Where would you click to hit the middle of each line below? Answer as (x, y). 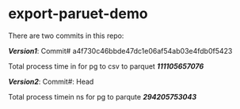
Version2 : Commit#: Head (51, 81)
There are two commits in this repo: (66, 36)
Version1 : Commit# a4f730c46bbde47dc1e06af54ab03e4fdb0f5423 (120, 51)
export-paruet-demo (78, 14)
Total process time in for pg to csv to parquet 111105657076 (106, 66)
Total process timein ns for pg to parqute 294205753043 (102, 96)
